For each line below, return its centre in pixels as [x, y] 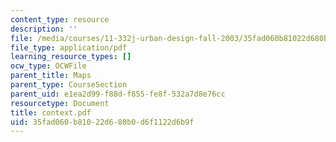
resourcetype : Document [60, 103]
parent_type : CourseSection [69, 85]
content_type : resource [60, 19]
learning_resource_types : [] [71, 57]
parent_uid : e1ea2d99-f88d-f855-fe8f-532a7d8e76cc [118, 94]
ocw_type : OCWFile [48, 66]
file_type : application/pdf [69, 47]
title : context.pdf [51, 112]
